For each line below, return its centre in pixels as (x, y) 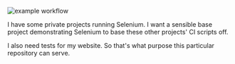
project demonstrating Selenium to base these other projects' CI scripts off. (118, 32)
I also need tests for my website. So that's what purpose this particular (111, 45)
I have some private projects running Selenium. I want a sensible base (110, 24)
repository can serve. (39, 53)
